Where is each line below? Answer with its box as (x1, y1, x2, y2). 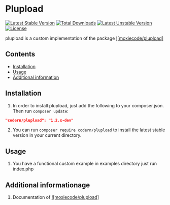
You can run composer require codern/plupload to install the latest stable (12, 127, 165, 133)
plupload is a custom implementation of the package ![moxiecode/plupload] (5, 35, 164, 41)
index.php (12, 166, 34, 172)
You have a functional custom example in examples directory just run (12, 161, 157, 167)
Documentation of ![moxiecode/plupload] (12, 194, 99, 200)
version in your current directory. (12, 132, 82, 138)
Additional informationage (5, 181, 90, 189)
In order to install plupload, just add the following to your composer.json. (12, 102, 164, 108)
